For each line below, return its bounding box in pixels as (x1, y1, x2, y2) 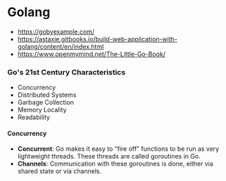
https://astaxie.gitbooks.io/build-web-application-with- (17, 34, 178, 43)
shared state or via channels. (17, 167, 102, 175)
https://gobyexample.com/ (17, 27, 95, 36)
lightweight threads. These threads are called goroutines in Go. (17, 152, 201, 161)
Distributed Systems (17, 90, 77, 99)
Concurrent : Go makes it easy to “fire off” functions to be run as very (17, 145, 220, 153)
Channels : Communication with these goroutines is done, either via (17, 159, 213, 168)
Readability (17, 113, 51, 121)
